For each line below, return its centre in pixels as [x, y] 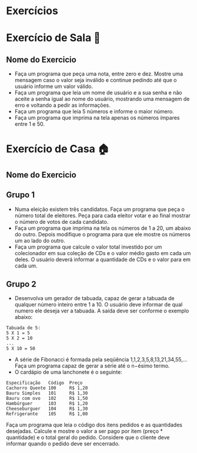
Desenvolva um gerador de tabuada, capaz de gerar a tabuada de [94, 298]
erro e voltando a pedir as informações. [62, 105]
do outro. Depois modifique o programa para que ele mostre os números [103, 234]
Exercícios [32, 11]
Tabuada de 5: [24, 328]
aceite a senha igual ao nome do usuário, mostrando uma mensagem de [102, 99]
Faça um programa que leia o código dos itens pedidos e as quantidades [94, 425]
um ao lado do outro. [40, 240]
